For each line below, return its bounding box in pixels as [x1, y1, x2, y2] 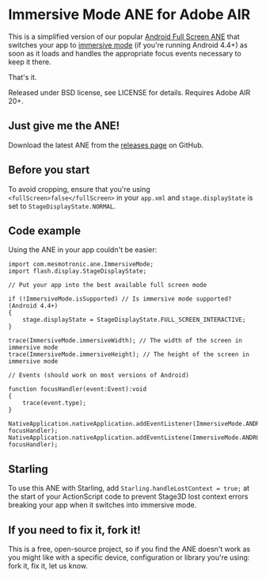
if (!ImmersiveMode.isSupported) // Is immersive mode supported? [8, 295, 232, 303]
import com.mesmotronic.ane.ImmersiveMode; [8, 260, 154, 269]
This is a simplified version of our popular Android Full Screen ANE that [8, 32, 240, 41]
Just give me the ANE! [8, 119, 120, 132]
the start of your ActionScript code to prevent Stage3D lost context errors [8, 492, 249, 501]
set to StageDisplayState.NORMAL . [8, 201, 116, 211]
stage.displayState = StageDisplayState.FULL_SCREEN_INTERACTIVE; [22, 316, 246, 324]
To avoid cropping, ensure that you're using [8, 184, 150, 193]
